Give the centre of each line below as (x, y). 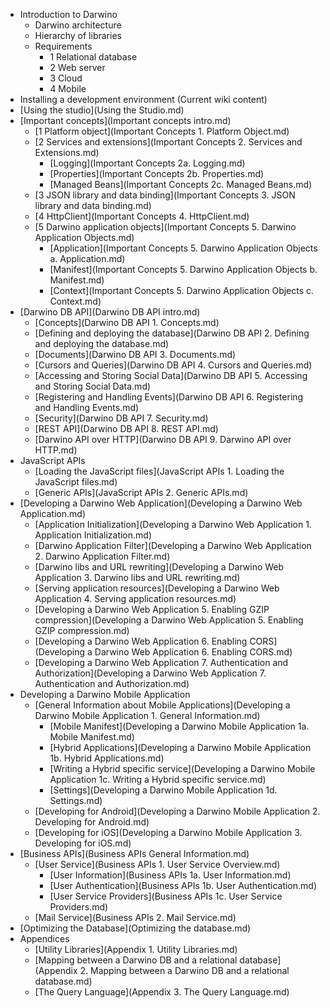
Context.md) (75, 301)
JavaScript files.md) (76, 482)
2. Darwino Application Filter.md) (102, 556)
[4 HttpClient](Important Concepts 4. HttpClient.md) (142, 216)
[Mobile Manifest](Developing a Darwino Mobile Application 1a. (179, 726)
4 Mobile (68, 88)
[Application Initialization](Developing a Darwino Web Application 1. (173, 524)
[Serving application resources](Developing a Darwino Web (157, 588)
